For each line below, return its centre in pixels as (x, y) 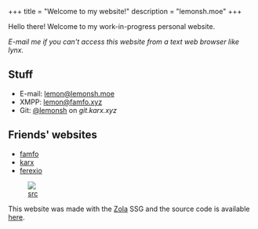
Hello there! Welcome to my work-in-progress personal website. (112, 26)
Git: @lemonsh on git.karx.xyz (68, 110)
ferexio (31, 170)
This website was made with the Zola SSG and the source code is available (129, 209)
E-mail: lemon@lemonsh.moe (67, 93)
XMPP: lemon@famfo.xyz (61, 102)
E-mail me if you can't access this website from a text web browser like (124, 42)
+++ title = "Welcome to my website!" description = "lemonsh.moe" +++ (125, 11)
